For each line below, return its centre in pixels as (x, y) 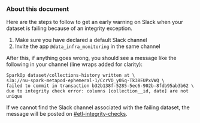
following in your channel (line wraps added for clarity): (74, 64)
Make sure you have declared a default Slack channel (81, 40)
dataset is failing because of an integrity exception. (69, 28)
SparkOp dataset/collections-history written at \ (71, 76)
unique (14, 97)
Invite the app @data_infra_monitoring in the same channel (87, 46)
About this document (38, 9)
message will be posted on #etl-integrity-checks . (67, 114)
